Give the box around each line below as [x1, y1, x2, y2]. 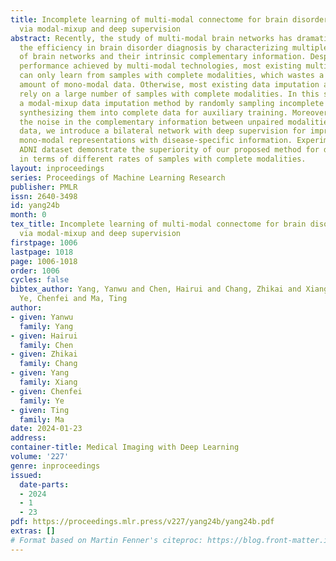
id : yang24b [10, 201, 60, 211]
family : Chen [19, 340, 74, 350]
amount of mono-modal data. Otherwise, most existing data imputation [19, 80, 320, 90]
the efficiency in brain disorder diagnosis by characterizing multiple [19, 42, 329, 53]
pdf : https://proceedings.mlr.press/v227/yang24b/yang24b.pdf [10, 517, 275, 527]
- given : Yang [10, 368, 70, 378]
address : [10, 433, 47, 443]
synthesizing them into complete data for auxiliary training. [19, 107, 288, 118]
